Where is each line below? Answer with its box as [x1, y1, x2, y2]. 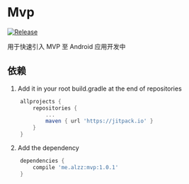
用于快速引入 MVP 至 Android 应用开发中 [7, 42, 126, 50]
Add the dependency [17, 144, 79, 152]
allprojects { [20, 98, 62, 105]
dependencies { [20, 157, 65, 164]
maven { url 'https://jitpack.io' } [45, 117, 154, 125]
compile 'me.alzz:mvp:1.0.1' [33, 163, 119, 171]
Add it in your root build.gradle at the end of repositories [17, 84, 182, 93]
